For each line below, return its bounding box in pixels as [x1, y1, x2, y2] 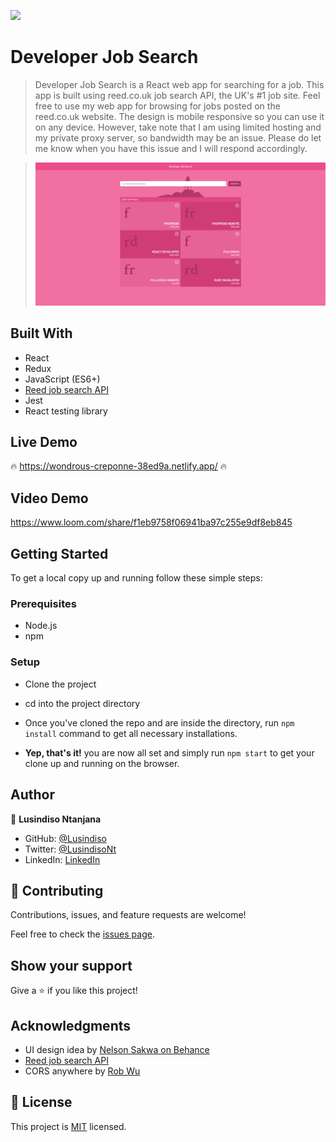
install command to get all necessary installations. [24, 727, 238, 739]
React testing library [24, 405, 108, 417]
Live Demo [10, 434, 78, 451]
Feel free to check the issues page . [10, 928, 155, 940]
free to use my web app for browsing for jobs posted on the [34, 100, 281, 112]
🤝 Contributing [10, 882, 104, 899]
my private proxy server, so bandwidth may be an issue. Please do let [34, 131, 322, 144]
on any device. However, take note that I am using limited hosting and [34, 121, 322, 133]
